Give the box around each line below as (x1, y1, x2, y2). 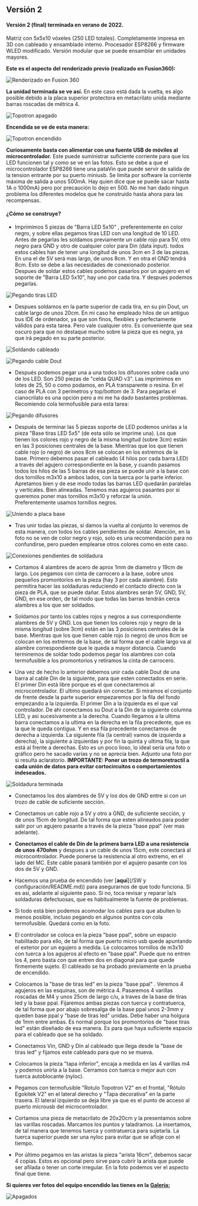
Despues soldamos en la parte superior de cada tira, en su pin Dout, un (14, 303, 189, 310)
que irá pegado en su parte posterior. (14, 334, 106, 341)
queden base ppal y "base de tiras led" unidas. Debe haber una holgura (14, 1012, 190, 1019)
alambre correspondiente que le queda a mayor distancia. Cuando (14, 644, 176, 651)
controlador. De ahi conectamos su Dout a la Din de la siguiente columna (14, 706, 192, 713)
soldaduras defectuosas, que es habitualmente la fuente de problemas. (14, 896, 189, 903)
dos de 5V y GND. (14, 865, 59, 873)
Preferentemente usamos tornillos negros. (14, 499, 118, 506)
